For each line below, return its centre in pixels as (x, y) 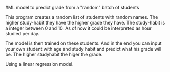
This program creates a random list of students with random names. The (82, 17)
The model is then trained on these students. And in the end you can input (83, 43)
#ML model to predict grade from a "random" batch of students (72, 7)
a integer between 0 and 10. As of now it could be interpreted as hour (79, 28)
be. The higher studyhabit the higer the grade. (54, 54)
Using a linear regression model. (39, 64)
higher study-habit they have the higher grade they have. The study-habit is (85, 23)
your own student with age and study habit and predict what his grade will (83, 49)
